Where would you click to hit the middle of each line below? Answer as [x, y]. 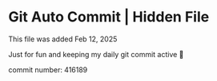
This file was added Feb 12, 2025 [63, 39]
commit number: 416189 [48, 69]
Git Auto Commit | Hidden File [109, 17]
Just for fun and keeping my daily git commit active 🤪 [96, 54]
